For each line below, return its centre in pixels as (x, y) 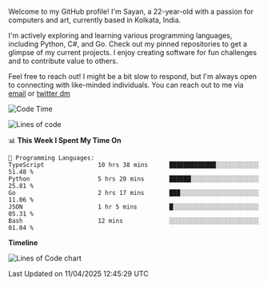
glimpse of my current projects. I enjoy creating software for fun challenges (133, 52)
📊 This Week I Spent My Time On (65, 140)
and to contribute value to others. (63, 61)
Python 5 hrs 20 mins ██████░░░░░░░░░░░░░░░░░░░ (134, 179)
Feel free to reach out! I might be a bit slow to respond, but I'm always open (133, 76)
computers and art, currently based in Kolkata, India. (95, 20)
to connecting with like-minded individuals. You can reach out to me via (126, 85)
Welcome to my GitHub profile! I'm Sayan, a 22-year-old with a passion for (131, 12)
